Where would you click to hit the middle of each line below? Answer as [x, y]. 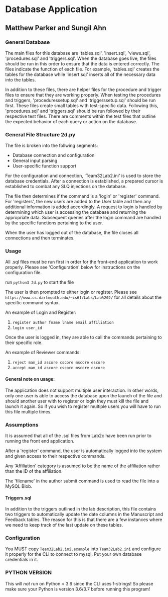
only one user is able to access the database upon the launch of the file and [83, 395]
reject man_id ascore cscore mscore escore [59, 363]
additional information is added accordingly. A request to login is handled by [84, 207]
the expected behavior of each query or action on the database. [71, 121]
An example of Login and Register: [41, 312]
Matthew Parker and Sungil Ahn [56, 28]
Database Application [51, 9]
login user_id [27, 328]
